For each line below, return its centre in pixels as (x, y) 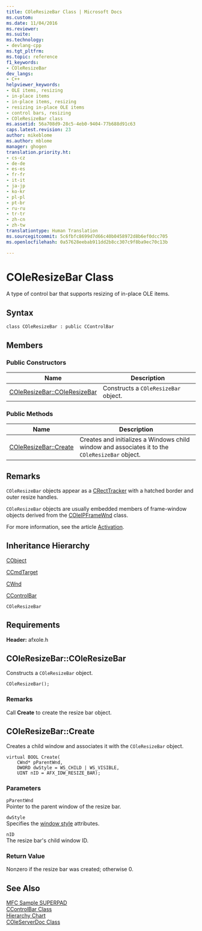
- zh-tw (16, 225)
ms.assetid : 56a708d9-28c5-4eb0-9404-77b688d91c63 (71, 124)
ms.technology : (25, 40)
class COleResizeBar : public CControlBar (60, 327)
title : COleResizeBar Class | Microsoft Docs (64, 12)
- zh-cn (16, 220)
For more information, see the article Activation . (65, 527)
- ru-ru (16, 208)
